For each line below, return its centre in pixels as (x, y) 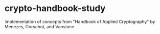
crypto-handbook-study (55, 8)
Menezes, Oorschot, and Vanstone (39, 26)
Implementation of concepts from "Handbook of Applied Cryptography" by (80, 22)
